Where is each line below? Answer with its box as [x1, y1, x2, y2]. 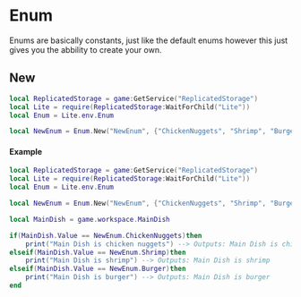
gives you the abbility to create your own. [9, 44, 162, 55]
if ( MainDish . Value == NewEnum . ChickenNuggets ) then [9, 231, 202, 240]
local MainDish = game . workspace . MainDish [9, 215, 170, 224]
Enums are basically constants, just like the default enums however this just [9, 35, 288, 46]
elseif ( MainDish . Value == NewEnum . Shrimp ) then [9, 248, 186, 257]
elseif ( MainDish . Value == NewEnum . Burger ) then [9, 265, 186, 274]
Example [9, 146, 43, 157]
